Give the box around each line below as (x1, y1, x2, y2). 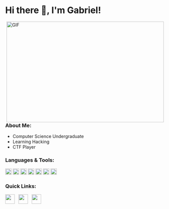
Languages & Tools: (5, 157, 54, 164)
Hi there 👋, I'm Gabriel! (5, 5, 102, 16)
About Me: (5, 122, 32, 129)
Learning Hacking (12, 138, 50, 145)
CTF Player (12, 144, 36, 150)
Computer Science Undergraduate (12, 133, 84, 140)
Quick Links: (5, 182, 37, 189)
